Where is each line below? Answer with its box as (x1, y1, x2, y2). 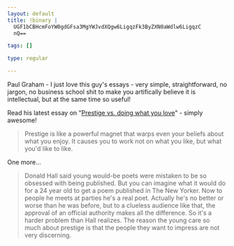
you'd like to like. (24, 145, 73, 152)
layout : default (7, 10, 54, 17)
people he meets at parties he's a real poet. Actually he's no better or (24, 194, 224, 202)
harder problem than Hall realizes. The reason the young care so (24, 216, 210, 224)
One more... (7, 158, 42, 166)
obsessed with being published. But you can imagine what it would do (24, 179, 226, 187)
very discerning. (24, 231, 72, 239)
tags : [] (7, 43, 33, 50)
